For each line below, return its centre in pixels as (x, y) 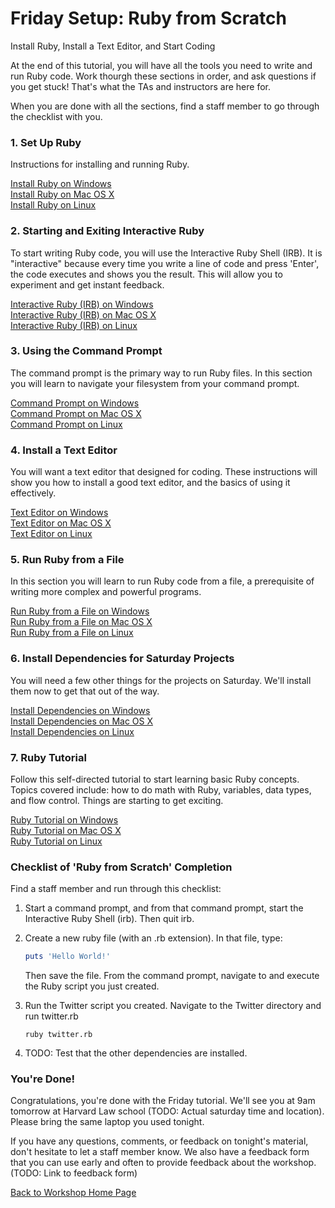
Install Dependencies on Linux (72, 731)
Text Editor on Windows (59, 513)
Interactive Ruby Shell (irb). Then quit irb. (109, 919)
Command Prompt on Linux (66, 424)
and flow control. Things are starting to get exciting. (117, 801)
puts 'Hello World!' (67, 957)
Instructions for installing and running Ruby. (100, 164)
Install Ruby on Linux (53, 205)
